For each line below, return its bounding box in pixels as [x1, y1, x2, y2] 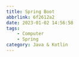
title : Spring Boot [6, 8, 55, 15]
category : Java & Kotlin [6, 42, 68, 48]
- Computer [17, 31, 44, 37]
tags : [6, 25, 20, 31]
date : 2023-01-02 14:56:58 [6, 20, 74, 26]
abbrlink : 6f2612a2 [6, 14, 55, 20]
